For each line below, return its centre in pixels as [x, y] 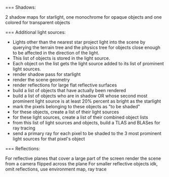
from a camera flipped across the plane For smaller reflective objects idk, [81, 164]
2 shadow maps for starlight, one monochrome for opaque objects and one [83, 17]
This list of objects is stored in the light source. [61, 58]
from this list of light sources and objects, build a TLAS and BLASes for [86, 123]
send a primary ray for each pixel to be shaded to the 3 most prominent [87, 133]
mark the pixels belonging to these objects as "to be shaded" [76, 106]
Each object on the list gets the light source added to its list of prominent [88, 63]
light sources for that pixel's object [49, 139]
